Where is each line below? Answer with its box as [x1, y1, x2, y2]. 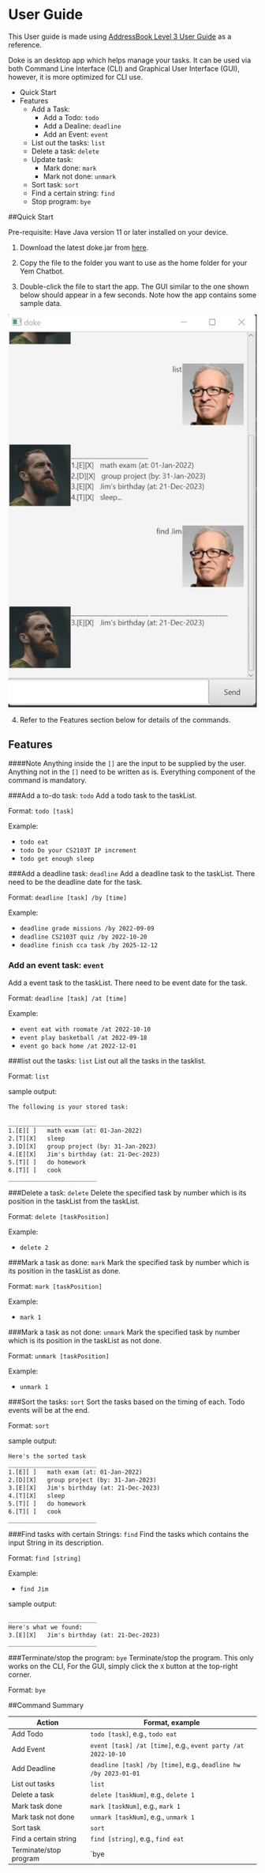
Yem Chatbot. [19, 266, 65, 276]
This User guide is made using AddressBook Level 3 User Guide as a [8, 32, 232, 41]
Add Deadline [11, 1764, 56, 1773]
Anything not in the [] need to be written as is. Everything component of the [8, 767, 256, 776]
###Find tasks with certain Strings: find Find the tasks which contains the [8, 1529, 249, 1539]
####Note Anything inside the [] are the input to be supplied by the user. [8, 759, 247, 768]
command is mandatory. [8, 776, 87, 785]
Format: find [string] [8, 1553, 81, 1562]
